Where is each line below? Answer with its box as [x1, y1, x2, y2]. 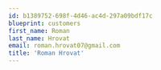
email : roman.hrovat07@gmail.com [8, 42, 121, 50]
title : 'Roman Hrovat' [8, 49, 85, 57]
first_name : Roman [8, 27, 70, 35]
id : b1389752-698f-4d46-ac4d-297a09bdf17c [8, 11, 153, 20]
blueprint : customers [8, 19, 81, 27]
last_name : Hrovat [8, 34, 70, 43]
